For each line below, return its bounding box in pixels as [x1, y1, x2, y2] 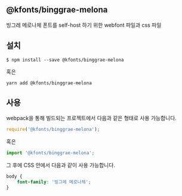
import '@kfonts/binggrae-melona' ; [6, 150, 95, 156]
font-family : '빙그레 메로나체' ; [17, 179, 91, 185]
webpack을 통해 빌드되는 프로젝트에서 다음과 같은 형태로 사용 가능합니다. [6, 115, 177, 122]
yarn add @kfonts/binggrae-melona [6, 80, 92, 86]
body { [6, 173, 23, 180]
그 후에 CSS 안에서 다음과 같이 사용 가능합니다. [6, 161, 115, 169]
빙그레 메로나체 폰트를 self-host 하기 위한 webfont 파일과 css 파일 [6, 21, 162, 29]
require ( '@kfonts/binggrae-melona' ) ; [6, 127, 100, 133]
